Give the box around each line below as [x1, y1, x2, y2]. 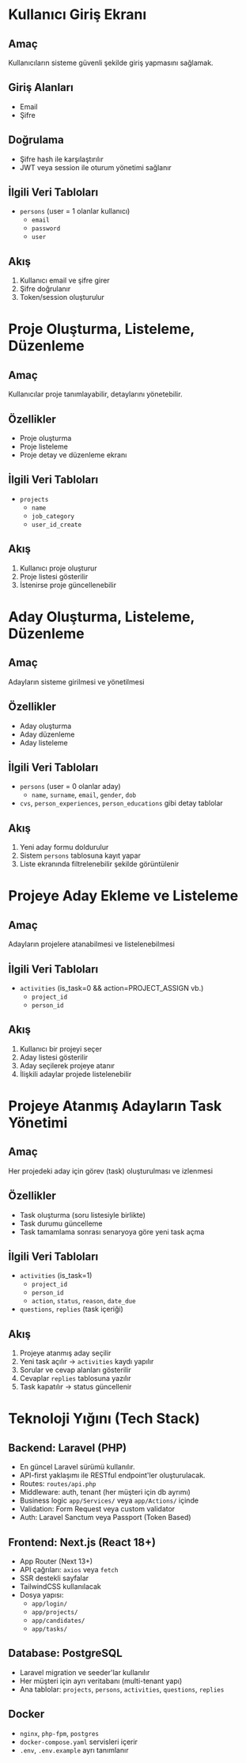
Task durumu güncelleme [19, 1219, 103, 1228]
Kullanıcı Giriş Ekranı [8, 6, 147, 24]
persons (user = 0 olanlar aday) [19, 782, 121, 791]
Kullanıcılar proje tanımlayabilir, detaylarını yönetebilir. [8, 389, 183, 399]
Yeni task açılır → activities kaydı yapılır [19, 1357, 154, 1367]
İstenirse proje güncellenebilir [19, 580, 117, 590]
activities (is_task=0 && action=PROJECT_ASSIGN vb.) [19, 983, 204, 992]
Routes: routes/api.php [19, 1479, 97, 1488]
